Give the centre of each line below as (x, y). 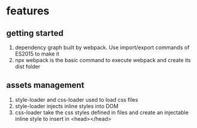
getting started (35, 33)
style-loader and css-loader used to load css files (76, 99)
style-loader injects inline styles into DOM (67, 106)
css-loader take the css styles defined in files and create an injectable (102, 112)
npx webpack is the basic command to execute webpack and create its (103, 60)
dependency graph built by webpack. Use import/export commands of (102, 47)
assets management (45, 85)
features (28, 11)
